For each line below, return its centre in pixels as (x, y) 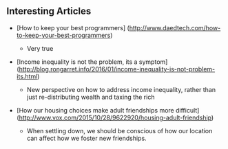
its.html (27, 76)
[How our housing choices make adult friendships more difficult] (108, 110)
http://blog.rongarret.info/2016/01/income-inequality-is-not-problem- (117, 69)
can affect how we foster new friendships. (86, 138)
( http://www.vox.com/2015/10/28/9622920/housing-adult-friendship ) (115, 117)
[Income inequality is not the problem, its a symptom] (92, 62)
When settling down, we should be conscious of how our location (120, 130)
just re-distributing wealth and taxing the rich (91, 97)
